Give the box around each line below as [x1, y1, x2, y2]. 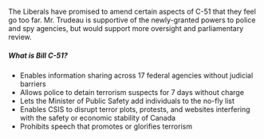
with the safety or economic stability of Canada [19, 113, 176, 122]
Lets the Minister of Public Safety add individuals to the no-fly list [19, 96, 235, 105]
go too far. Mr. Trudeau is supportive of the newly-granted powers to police [8, 15, 256, 25]
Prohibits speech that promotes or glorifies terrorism [19, 121, 193, 131]
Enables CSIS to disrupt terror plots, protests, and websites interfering [19, 104, 250, 114]
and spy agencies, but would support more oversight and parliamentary [8, 24, 244, 33]
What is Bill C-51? [8, 50, 68, 60]
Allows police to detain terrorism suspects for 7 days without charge [19, 87, 245, 97]
